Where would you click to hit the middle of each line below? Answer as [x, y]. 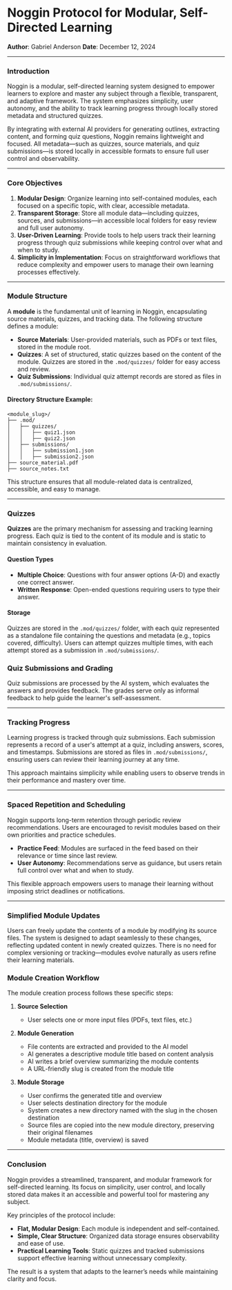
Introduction [28, 71]
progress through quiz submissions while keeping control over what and [120, 242]
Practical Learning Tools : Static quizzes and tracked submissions [111, 1250]
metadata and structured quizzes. [55, 116]
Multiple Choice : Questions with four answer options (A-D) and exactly [118, 575]
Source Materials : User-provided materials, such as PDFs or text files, [117, 339]
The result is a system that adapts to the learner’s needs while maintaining [113, 1271]
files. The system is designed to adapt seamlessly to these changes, [104, 938]
